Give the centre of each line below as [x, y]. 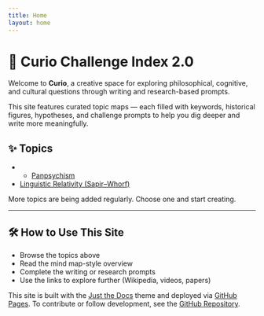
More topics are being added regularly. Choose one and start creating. [122, 199]
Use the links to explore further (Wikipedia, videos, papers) [115, 281]
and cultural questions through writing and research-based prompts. [119, 92]
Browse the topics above [60, 255]
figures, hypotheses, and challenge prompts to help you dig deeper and [124, 116]
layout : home [29, 23]
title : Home [27, 15]
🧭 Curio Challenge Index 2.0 [101, 62]
